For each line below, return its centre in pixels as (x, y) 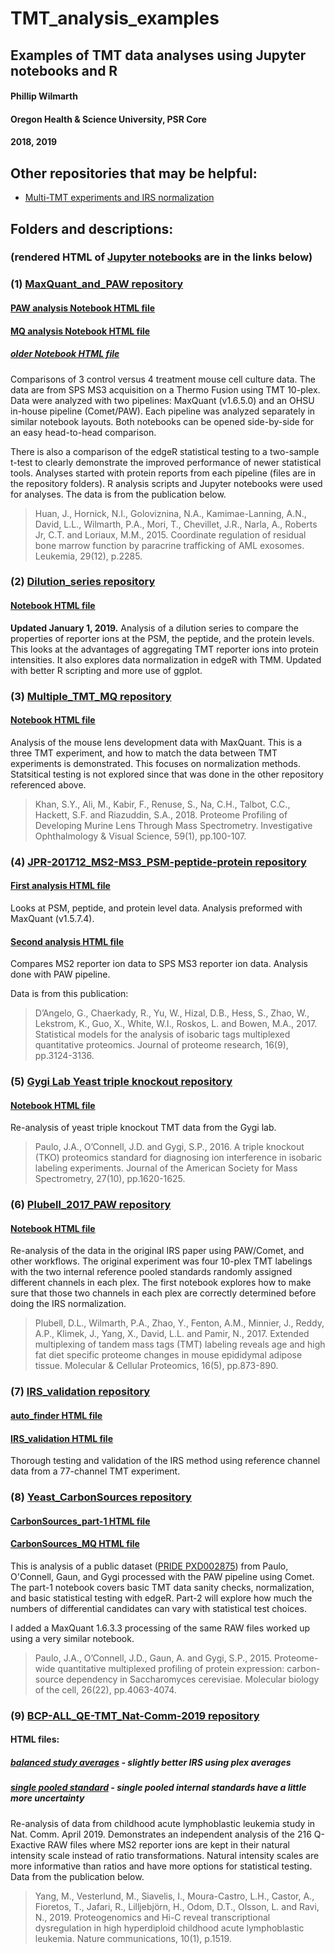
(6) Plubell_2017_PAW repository (91, 1205)
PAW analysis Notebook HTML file (83, 308)
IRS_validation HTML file (62, 1438)
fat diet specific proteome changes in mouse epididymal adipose (168, 1355)
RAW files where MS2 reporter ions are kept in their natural (168, 1844)
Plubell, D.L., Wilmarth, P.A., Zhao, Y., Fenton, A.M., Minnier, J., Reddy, (179, 1323)
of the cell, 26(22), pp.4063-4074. (105, 1689)
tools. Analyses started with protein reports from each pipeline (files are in (163, 473)
